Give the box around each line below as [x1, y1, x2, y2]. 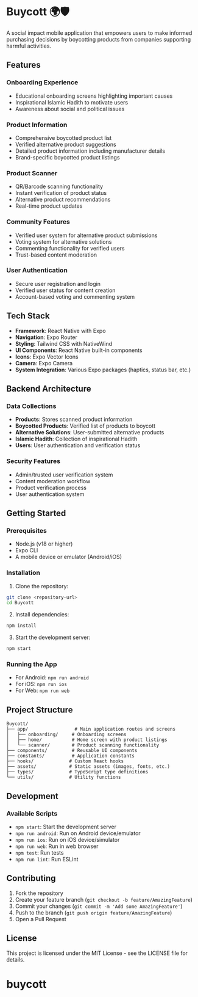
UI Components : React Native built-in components [15, 346, 143, 354]
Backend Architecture [6, 384, 91, 394]
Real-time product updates [15, 202, 83, 210]
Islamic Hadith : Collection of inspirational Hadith [15, 435, 138, 443]
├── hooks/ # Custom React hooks [6, 758, 124, 764]
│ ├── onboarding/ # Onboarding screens [6, 731, 127, 738]
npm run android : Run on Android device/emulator [15, 829, 141, 837]
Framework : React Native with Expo [15, 327, 106, 334]
